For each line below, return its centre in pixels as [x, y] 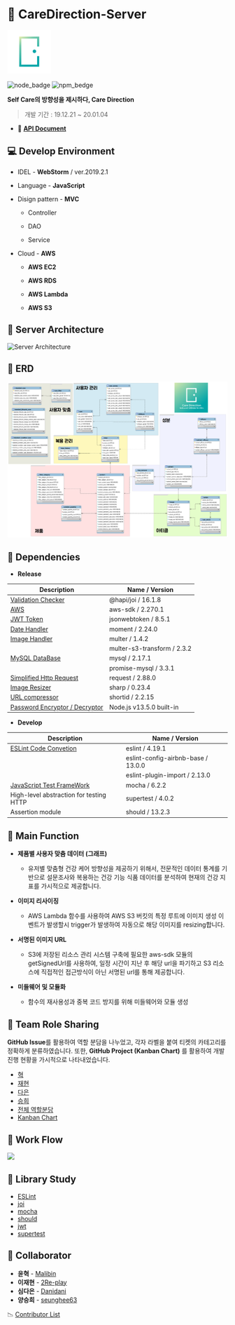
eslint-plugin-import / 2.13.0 [168, 775]
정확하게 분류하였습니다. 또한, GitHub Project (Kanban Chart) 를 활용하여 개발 [116, 1051]
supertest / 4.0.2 [150, 798]
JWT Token [27, 619]
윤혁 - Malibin [37, 1273]
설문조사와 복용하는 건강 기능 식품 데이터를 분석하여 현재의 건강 [133, 877]
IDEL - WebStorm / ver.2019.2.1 [63, 172]
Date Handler [29, 629]
